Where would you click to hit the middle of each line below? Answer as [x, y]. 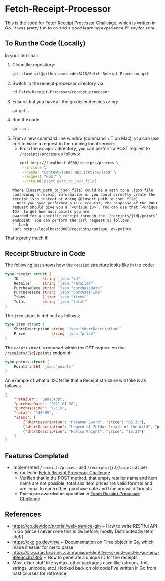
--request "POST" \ [42, 176]
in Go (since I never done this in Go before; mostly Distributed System [83, 531]
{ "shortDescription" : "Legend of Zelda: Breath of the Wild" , [88, 427]
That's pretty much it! [27, 238]
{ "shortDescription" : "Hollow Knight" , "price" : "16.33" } [83, 431]
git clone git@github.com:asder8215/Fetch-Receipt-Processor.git [80, 74]
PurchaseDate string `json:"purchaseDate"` [59, 288]
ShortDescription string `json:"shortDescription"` [68, 329]
